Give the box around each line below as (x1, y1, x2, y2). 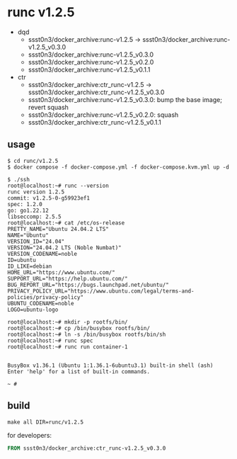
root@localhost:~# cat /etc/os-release (7, 219, 125, 227)
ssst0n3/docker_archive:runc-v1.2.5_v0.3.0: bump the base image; (28, 95, 223, 103)
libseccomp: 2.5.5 (7, 213, 62, 220)
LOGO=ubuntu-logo (7, 306, 59, 313)
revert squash (28, 103, 69, 111)
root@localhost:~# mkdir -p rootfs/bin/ (7, 318, 129, 326)
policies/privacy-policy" (7, 293, 83, 301)
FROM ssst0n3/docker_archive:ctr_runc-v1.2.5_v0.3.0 (7, 444, 166, 452)
